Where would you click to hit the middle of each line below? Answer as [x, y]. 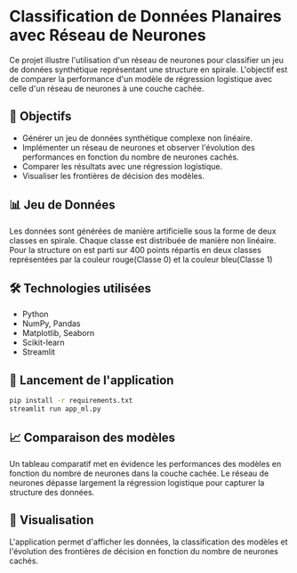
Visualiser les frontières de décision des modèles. [113, 176]
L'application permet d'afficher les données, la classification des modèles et [148, 542]
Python [35, 315]
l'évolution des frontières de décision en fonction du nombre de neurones [144, 551]
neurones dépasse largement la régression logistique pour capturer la [137, 482]
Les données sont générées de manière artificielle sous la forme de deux [143, 231]
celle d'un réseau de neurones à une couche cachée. [107, 88]
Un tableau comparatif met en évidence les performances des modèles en [145, 463]
